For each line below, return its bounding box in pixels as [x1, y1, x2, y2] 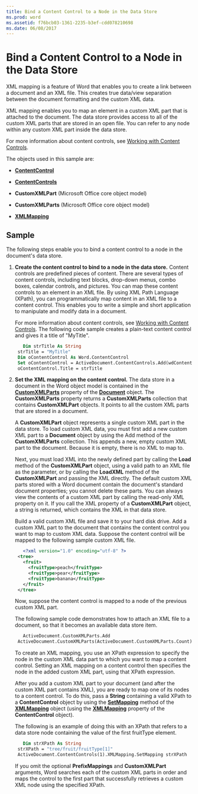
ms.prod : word [6, 14, 41, 20]
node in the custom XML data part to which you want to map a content [14, 656, 187, 663]
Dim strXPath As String [22, 741, 82, 747]
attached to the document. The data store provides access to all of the [6, 113, 178, 120]
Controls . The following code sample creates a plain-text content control [14, 326, 191, 332]
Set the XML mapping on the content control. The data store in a [14, 376, 175, 383]
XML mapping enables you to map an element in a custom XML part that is [6, 107, 188, 115]
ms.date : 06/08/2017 [6, 25, 57, 31]
